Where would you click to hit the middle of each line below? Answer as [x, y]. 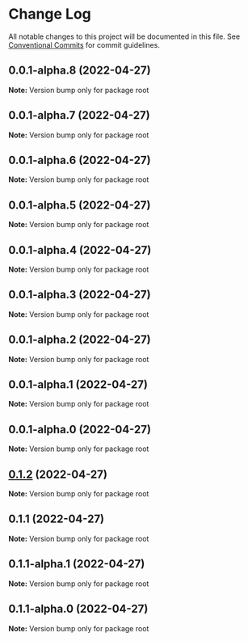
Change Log [50, 14]
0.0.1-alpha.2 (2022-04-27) [80, 340]
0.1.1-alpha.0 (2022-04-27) [78, 609]
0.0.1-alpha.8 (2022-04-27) [80, 71]
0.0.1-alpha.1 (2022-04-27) [78, 385]
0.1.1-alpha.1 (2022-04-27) [77, 564]
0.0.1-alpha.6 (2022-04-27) [80, 160]
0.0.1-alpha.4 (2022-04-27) [80, 250]
